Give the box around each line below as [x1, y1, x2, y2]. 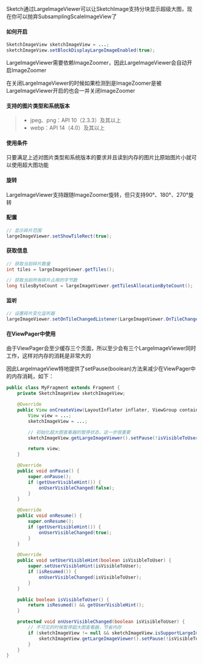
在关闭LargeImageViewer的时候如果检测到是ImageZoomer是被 [6, 79, 162, 87]
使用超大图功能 [11, 161, 49, 168]
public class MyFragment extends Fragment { [6, 385, 120, 391]
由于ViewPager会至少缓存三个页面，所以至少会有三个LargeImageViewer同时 [6, 345, 196, 352]
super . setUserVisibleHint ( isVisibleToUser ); [28, 563, 142, 569]
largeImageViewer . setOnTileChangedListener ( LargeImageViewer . [6, 316, 166, 322]
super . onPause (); [28, 473, 71, 480]
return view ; [28, 446, 61, 452]
